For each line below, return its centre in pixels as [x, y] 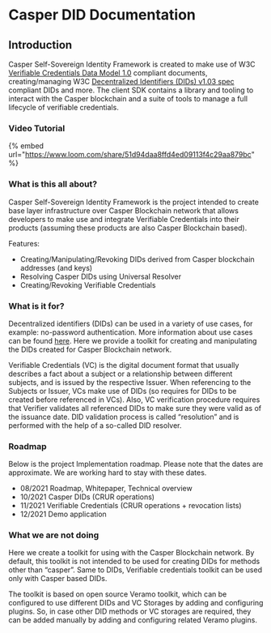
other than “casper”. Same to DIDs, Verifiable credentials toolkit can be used [135, 570]
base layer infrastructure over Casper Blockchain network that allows [123, 210]
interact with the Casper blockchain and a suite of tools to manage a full [128, 98]
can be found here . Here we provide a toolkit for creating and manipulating [133, 340]
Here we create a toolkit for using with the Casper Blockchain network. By [131, 553]
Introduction [40, 45]
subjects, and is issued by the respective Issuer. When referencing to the [130, 382]
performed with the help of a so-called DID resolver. [95, 425]
